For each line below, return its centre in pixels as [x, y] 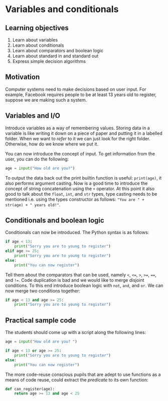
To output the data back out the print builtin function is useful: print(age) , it [83, 178]
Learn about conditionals [38, 45]
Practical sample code [41, 320]
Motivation [23, 77]
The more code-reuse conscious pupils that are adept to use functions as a [83, 374]
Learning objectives [37, 28]
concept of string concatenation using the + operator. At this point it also [80, 188]
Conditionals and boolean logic [55, 220]
